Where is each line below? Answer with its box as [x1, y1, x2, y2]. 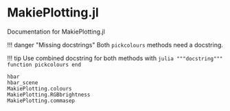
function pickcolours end [7, 61, 81, 68]
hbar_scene [7, 79, 38, 86]
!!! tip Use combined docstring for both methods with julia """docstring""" [7, 53, 223, 62]
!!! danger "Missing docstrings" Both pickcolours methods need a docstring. [7, 40, 223, 49]
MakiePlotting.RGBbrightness [7, 91, 91, 98]
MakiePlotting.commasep [7, 97, 76, 104]
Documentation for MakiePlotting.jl [7, 27, 105, 36]
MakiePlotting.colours [7, 85, 72, 92]
